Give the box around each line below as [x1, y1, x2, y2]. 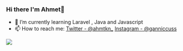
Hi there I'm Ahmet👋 [6, 5, 65, 13]
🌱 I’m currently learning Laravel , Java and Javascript [14, 19, 144, 26]
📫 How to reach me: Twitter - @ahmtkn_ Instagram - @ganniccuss [14, 25, 177, 32]
